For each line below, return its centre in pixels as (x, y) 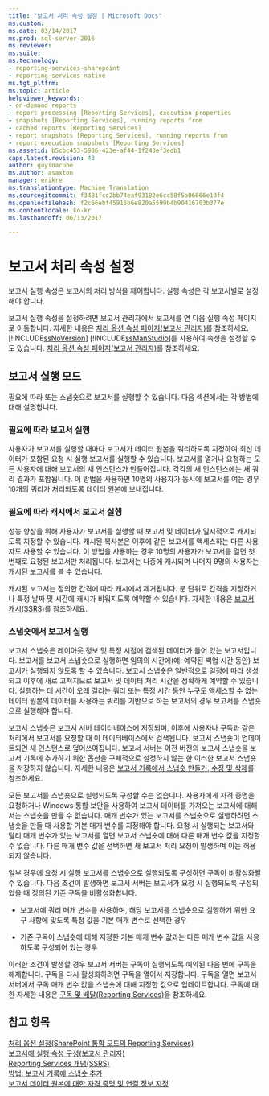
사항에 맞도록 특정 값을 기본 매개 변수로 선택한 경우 (108, 920)
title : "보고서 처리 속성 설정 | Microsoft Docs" (86, 16)
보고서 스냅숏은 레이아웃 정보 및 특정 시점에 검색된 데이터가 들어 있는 (115, 650)
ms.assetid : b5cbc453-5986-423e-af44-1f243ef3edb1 (95, 150)
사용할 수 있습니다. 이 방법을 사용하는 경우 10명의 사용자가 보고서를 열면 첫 (139, 551)
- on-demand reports (43, 105)
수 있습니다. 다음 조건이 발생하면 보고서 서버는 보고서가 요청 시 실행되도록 (123, 883)
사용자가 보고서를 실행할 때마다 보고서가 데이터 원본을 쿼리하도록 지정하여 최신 (130, 449)
